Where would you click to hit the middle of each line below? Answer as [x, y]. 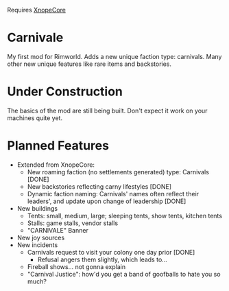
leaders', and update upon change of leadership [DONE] [107, 201]
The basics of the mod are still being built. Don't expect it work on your [107, 110]
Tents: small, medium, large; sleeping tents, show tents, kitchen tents [125, 216]
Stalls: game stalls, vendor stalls [73, 223]
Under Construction [65, 92]
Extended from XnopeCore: [56, 165]
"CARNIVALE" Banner [58, 230]
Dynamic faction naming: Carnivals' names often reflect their [113, 194]
